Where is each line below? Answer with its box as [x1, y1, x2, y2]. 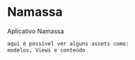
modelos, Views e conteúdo [7, 46, 86, 54]
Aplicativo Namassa [7, 27, 65, 35]
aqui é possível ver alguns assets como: [7, 40, 129, 47]
